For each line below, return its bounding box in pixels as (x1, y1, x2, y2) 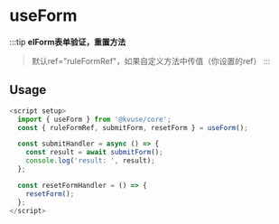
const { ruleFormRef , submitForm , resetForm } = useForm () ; (17, 123, 248, 132)
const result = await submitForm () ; (25, 148, 164, 157)
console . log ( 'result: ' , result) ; (25, 156, 155, 165)
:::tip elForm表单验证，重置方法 (9, 36, 126, 47)
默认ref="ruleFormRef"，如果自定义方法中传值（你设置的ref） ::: (31, 55, 271, 66)
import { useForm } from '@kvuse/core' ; (17, 115, 172, 124)
